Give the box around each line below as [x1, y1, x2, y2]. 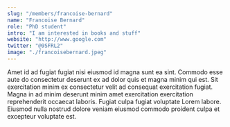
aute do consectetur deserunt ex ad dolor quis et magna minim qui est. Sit [7, 75, 218, 83]
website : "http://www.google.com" [7, 36, 107, 43]
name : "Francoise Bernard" [7, 17, 85, 24]
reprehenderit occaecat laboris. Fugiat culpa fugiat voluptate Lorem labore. [7, 97, 222, 105]
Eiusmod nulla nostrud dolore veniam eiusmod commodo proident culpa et [7, 105, 220, 113]
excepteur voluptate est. [7, 112, 77, 120]
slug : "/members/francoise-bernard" [7, 10, 113, 17]
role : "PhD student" [7, 23, 67, 30]
